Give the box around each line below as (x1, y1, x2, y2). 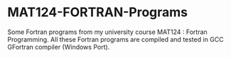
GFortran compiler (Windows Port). (7, 42, 110, 51)
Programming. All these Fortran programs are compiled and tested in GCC (7, 35, 224, 43)
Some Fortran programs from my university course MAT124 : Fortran (7, 28, 208, 36)
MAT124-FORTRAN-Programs (7, 4, 188, 21)
